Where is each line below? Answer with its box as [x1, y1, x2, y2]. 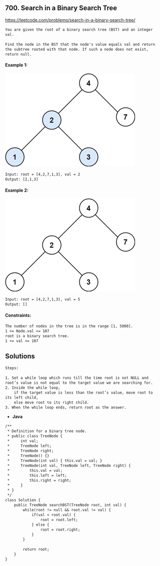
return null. [5, 52, 32, 57]
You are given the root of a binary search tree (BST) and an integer [5, 27, 153, 32]
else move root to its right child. [14, 400, 90, 405]
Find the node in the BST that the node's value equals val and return [5, 42, 155, 47]
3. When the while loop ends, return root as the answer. [5, 405, 127, 410]
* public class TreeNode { [7, 433, 63, 439]
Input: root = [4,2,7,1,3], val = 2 [5, 172, 80, 177]
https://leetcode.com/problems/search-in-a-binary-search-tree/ [5, 17, 135, 23]
